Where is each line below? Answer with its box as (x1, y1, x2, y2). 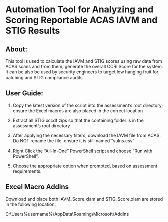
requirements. (12, 168, 42, 174)
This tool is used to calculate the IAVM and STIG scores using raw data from (5, 58, 162, 64)
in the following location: (5, 201, 56, 207)
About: (5, 45, 28, 53)
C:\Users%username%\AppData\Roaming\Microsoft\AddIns (5, 211, 129, 217)
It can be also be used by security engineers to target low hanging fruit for (5, 69, 159, 75)
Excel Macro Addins (5, 183, 69, 191)
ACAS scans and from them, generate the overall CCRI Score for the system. (5, 64, 163, 69)
